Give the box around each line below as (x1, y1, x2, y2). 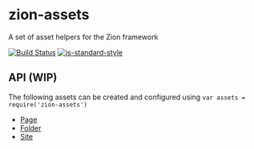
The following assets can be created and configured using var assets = (8, 92, 246, 102)
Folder (19, 123, 42, 133)
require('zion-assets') (8, 100, 88, 109)
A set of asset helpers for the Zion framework (8, 32, 159, 42)
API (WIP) (8, 70, 58, 85)
